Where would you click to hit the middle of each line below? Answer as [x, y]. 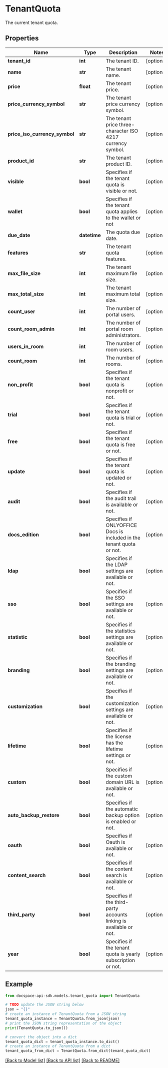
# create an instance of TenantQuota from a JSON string [66, 1014]
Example [19, 984]
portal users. [120, 314]
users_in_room [26, 346]
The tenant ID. [122, 60]
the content [119, 869]
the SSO [115, 597]
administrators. [123, 335]
